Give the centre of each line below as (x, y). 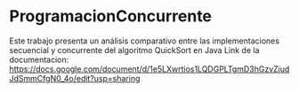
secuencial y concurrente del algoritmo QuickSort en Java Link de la (134, 50)
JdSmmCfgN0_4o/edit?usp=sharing (75, 78)
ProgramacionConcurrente (110, 16)
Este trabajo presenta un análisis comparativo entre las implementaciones (145, 41)
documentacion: (39, 59)
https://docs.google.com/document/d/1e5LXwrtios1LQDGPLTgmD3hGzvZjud (149, 69)
